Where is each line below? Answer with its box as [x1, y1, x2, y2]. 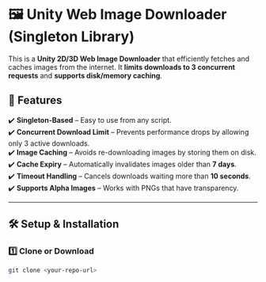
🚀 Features [8, 93, 63, 107]
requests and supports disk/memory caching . [8, 70, 162, 80]
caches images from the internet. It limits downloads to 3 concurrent [8, 62, 236, 71]
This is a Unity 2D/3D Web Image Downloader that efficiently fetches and [8, 54, 250, 63]
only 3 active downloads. [8, 139, 90, 148]
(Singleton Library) [8, 28, 135, 46]
